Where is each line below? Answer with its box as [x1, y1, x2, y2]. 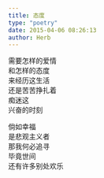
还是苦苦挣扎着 [8, 86, 57, 95]
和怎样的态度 [8, 66, 50, 76]
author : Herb [8, 33, 51, 42]
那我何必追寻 [8, 142, 50, 151]
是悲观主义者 [8, 132, 50, 142]
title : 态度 [8, 11, 45, 20]
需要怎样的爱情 [8, 56, 57, 65]
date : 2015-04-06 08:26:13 [8, 26, 97, 34]
